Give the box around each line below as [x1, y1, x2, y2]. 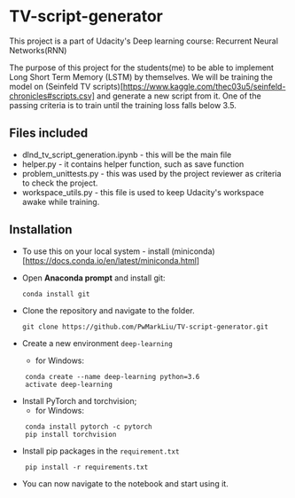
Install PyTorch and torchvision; [21, 395, 137, 406]
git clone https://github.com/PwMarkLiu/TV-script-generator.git [21, 322, 268, 331]
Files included [9, 126, 89, 141]
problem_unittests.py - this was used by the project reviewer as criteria [21, 168, 282, 178]
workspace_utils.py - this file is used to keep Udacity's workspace [21, 186, 264, 197]
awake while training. [21, 196, 100, 207]
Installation [9, 222, 73, 237]
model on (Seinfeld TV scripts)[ [9, 81, 124, 91]
